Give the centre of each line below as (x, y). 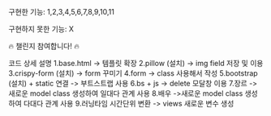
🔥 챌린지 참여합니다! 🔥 (44, 46)
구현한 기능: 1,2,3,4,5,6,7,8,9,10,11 (62, 12)
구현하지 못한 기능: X (41, 29)
